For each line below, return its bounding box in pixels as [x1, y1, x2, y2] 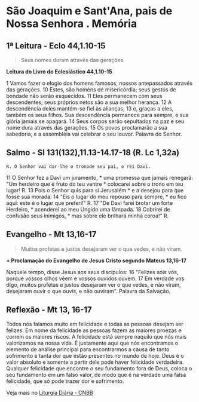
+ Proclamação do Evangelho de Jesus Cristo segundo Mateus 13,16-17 [6, 257, 187, 264]
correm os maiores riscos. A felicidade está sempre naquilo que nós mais [6, 333, 187, 340]
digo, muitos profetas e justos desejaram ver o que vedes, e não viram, [6, 281, 181, 288]
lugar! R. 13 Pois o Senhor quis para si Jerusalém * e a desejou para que [6, 186, 184, 194]
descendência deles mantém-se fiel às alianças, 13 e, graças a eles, [6, 105, 174, 112]
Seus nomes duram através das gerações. [20, 57, 125, 63]
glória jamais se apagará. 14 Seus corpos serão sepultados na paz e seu [6, 118, 185, 125]
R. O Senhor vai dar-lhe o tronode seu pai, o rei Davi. [6, 163, 151, 170]
